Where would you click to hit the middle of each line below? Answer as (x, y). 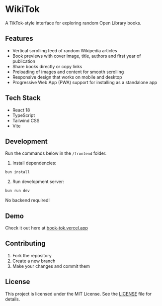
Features (19, 39)
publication (24, 61)
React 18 (21, 110)
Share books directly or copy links (47, 66)
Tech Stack (23, 98)
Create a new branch (34, 261)
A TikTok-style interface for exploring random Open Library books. (73, 23)
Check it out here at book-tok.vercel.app (47, 228)
